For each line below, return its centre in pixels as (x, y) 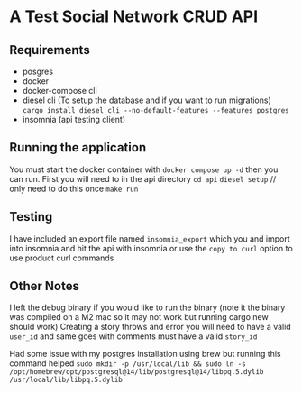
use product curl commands (62, 258)
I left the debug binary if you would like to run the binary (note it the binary (147, 307)
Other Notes (44, 286)
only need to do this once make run (74, 188)
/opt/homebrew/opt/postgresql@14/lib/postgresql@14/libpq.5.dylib (137, 372)
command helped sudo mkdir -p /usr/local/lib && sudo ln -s (128, 363)
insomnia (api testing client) (74, 119)
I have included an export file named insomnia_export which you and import (150, 238)
